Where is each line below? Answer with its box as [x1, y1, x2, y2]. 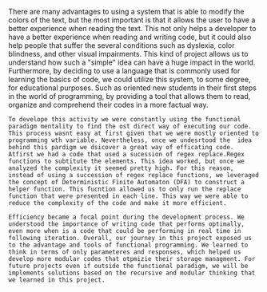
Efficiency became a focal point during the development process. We [8, 213, 245, 221]
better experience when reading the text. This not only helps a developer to [8, 24, 257, 33]
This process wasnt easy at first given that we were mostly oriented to [8, 129, 260, 137]
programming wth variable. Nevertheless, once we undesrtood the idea [8, 136, 252, 144]
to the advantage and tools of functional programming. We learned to [8, 241, 249, 249]
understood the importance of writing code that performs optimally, [8, 220, 245, 228]
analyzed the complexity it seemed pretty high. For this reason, [8, 164, 234, 172]
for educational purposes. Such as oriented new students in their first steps [8, 83, 257, 93]
